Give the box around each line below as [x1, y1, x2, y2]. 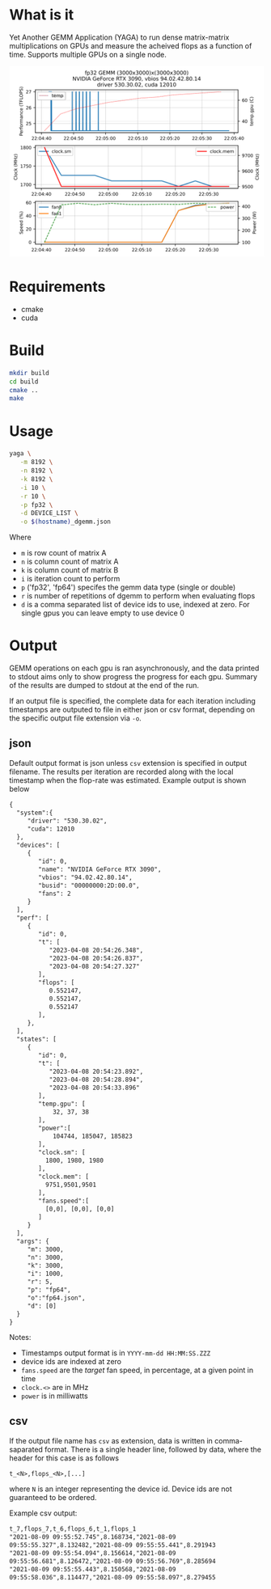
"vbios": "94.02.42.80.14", [38, 873, 133, 881]
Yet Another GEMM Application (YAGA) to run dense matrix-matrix [9, 32, 230, 42]
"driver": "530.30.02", [27, 817, 108, 825]
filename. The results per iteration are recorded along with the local [9, 767, 234, 776]
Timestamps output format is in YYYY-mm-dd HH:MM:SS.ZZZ [20, 1348, 211, 1358]
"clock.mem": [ [38, 1173, 90, 1181]
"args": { [16, 1237, 49, 1245]
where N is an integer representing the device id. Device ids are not [9, 1484, 233, 1494]
